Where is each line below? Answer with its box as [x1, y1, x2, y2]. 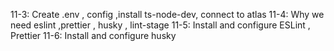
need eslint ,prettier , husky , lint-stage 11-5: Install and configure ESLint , [10, 19, 311, 31]
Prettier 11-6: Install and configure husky [10, 30, 177, 41]
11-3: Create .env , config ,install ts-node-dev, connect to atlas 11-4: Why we [10, 9, 325, 20]
